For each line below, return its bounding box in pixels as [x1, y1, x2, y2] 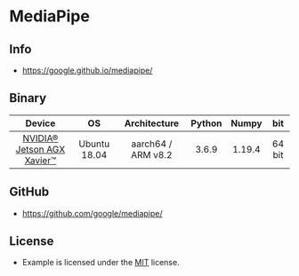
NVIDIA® [21, 131, 59, 144]
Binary [9, 91, 47, 106]
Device [25, 117, 56, 130]
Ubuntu [78, 138, 110, 150]
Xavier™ [24, 154, 57, 166]
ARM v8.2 [130, 148, 173, 161]
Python [190, 117, 222, 130]
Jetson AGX [15, 143, 66, 155]
